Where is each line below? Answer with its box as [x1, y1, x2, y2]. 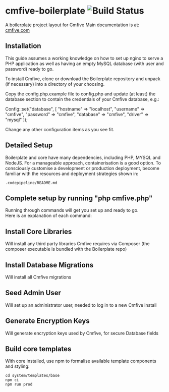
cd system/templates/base [5, 373, 60, 378]
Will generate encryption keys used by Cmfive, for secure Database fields [5, 330, 159, 336]
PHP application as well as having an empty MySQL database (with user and [5, 61, 164, 67]
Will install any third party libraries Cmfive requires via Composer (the [5, 241, 150, 247]
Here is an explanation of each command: [5, 212, 92, 219]
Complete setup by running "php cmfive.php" [5, 194, 153, 202]
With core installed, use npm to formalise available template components [5, 358, 156, 364]
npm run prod [5, 382, 33, 387]
